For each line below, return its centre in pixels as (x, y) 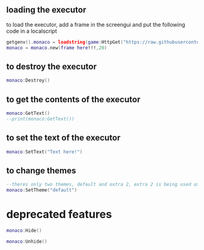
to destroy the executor (52, 66)
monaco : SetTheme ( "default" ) (42, 190)
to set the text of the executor (63, 138)
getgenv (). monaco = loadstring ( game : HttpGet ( (65, 42)
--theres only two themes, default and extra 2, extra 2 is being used (99, 185)
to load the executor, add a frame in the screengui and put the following (96, 24)
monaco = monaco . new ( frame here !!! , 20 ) (57, 48)
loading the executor (46, 10)
